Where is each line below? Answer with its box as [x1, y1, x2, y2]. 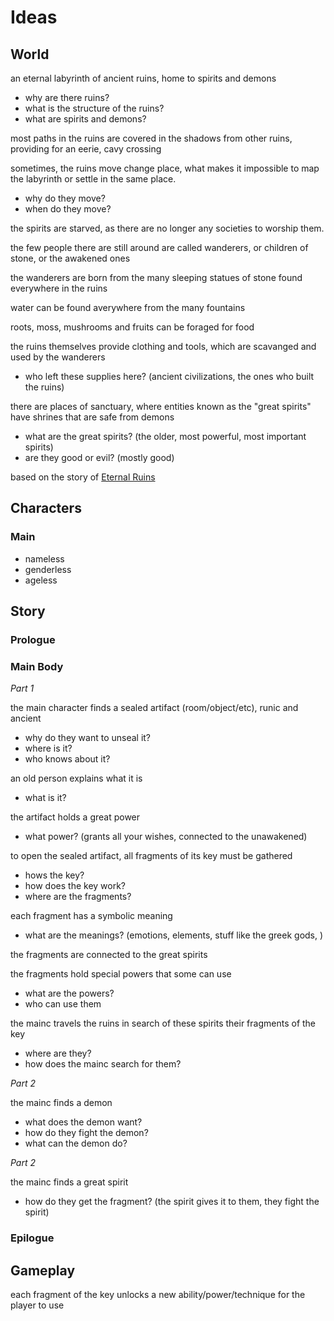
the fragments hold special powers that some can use [10, 968, 232, 980]
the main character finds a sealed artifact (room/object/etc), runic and [10, 702, 299, 714]
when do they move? [24, 203, 112, 215]
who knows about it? [24, 753, 111, 765]
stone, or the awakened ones [10, 252, 131, 264]
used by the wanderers [10, 351, 106, 363]
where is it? [24, 742, 73, 755]
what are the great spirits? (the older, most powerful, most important [24, 431, 307, 442]
